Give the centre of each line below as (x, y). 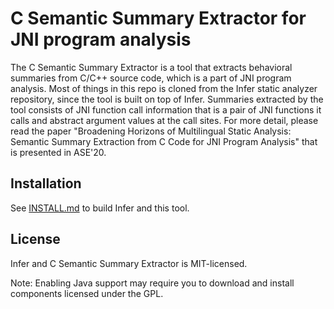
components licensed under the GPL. (87, 293)
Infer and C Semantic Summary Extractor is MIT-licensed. (129, 263)
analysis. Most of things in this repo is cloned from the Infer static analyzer (164, 88)
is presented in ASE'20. (58, 152)
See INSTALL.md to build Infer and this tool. (100, 208)
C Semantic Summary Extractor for (158, 18)
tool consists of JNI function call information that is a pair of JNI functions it (166, 109)
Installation (46, 183)
